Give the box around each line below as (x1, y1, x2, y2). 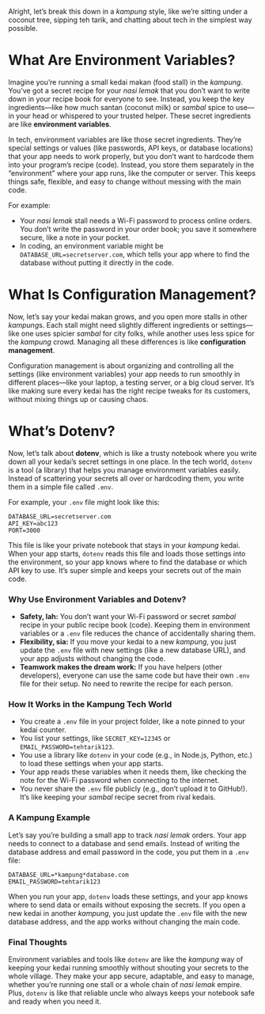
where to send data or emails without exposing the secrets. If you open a (8, 900, 246, 910)
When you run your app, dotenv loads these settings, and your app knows (8, 891, 248, 901)
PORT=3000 (8, 526, 41, 534)
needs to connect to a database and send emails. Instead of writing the (8, 838, 240, 848)
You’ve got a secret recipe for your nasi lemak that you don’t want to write (8, 85, 251, 95)
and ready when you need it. (8, 997, 101, 1006)
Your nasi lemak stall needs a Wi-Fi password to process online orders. (19, 215, 252, 225)
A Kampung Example (8, 812, 91, 823)
